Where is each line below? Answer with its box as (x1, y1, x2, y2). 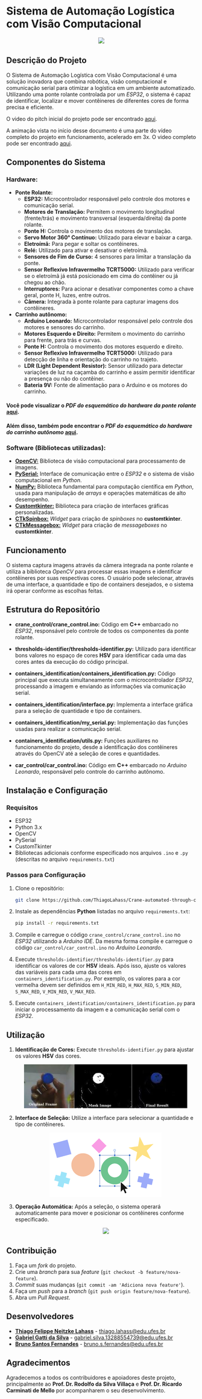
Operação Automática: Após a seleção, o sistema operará (14, 1203, 161, 1211)
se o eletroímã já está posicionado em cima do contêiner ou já (24, 272, 178, 280)
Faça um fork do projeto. (14, 1261, 77, 1269)
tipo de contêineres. (14, 1121, 65, 1128)
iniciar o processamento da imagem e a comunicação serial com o (14, 1006, 180, 1013)
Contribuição (6, 1246, 57, 1256)
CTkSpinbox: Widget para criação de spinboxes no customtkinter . (14, 515, 182, 522)
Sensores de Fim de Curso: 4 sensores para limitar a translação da (24, 253, 192, 260)
